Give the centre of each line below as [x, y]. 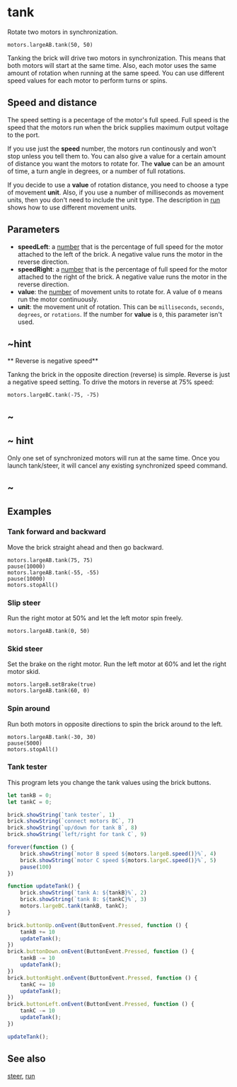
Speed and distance [52, 103]
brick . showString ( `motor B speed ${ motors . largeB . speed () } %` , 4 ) [118, 854]
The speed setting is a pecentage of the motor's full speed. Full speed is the [118, 120]
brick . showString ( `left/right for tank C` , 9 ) [77, 835]
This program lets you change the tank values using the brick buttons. [109, 782]
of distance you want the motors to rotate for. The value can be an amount [116, 163]
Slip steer [24, 603]
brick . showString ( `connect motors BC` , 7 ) [71, 821]
